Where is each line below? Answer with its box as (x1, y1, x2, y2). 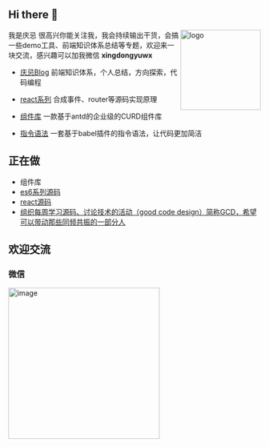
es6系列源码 (19, 187, 62, 196)
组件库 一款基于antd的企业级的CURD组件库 (19, 111, 163, 121)
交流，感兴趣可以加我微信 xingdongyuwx (14, 50, 153, 60)
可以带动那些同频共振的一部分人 (19, 217, 126, 227)
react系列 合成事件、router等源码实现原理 (19, 94, 158, 104)
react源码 (19, 197, 52, 207)
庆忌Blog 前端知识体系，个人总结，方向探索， (19, 67, 171, 77)
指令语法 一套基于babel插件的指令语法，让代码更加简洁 (19, 128, 203, 138)
